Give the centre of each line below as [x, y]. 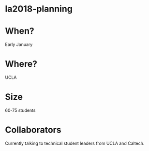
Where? [21, 64]
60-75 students [20, 110]
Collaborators [33, 130]
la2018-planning [39, 9]
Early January [19, 45]
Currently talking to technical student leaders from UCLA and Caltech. [75, 143]
